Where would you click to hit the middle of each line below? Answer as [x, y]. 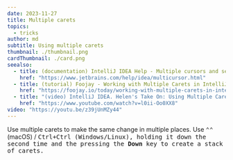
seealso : [20, 65]
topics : [18, 26]
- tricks [26, 33]
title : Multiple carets [42, 20]
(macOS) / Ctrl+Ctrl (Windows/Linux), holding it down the [107, 137]
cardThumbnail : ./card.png [46, 59]
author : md [23, 39]
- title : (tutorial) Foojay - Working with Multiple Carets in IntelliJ [121, 84]
